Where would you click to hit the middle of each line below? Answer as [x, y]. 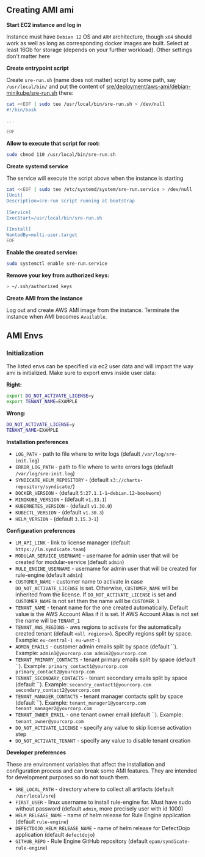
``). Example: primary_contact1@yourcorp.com [71, 666]
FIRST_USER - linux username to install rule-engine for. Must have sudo [103, 802]
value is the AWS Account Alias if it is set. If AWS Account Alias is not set [107, 614]
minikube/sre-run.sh [32, 93]
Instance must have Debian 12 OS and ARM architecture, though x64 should [99, 37]
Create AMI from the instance [45, 298]
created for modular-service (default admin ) [70, 562]
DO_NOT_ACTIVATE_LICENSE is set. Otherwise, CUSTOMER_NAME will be [97, 588]
